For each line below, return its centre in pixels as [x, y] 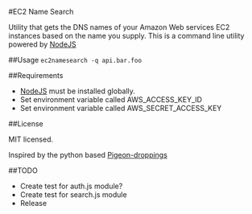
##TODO [23, 171]
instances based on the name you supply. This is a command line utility [126, 36]
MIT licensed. [31, 139]
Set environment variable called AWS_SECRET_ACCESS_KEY [121, 108]
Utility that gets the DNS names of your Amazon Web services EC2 [119, 27]
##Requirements [36, 75]
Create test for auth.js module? [71, 186]
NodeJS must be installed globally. [77, 91]
